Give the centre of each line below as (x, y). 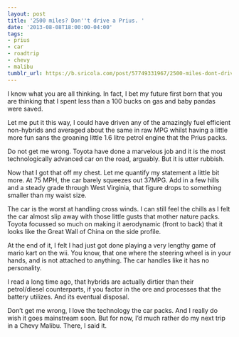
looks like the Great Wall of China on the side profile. (84, 231)
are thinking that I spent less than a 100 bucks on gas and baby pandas (111, 101)
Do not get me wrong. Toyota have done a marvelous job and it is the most (117, 151)
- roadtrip (23, 54)
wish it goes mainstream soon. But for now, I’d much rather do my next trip (116, 318)
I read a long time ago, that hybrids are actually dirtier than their (101, 282)
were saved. (25, 109)
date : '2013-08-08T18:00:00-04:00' (60, 27)
